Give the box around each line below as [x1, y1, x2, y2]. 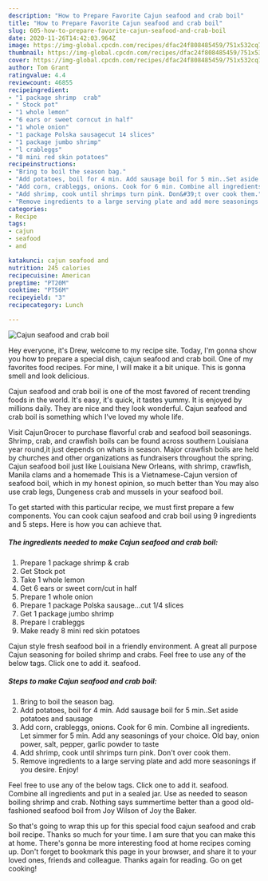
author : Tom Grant [8, 64, 69, 72]
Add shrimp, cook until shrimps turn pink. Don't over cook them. [19, 747, 231, 757]
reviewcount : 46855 [8, 78, 73, 86]
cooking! [8, 863, 37, 873]
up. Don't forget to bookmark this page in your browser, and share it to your [8, 847, 257, 856]
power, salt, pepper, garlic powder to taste [19, 739, 160, 748]
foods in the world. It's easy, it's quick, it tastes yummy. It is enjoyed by [8, 395, 242, 405]
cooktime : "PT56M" [8, 286, 69, 294]
